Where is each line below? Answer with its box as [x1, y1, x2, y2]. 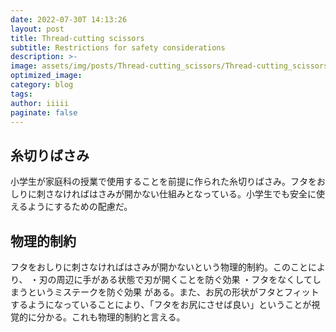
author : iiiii [10, 98, 70, 108]
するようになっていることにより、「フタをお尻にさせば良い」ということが [10, 299, 312, 310]
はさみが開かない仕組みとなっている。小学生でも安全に [88, 188, 317, 200]
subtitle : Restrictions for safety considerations [10, 42, 226, 53]
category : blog [10, 80, 74, 90]
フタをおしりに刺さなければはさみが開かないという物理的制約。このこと [10, 261, 308, 273]
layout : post [10, 24, 65, 34]
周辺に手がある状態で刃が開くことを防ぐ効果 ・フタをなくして [56, 274, 313, 285]
